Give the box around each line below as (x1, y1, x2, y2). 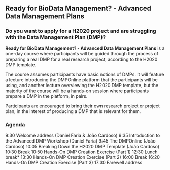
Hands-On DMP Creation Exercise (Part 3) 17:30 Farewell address (5, 159, 143, 165)
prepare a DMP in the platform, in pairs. (5, 93, 88, 99)
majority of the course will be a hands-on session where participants (5, 88, 149, 94)
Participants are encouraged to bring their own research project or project (5, 103, 160, 109)
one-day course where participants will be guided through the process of (5, 50, 159, 56)
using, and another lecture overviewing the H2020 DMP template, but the (5, 82, 159, 88)
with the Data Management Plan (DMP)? (5, 34, 106, 41)
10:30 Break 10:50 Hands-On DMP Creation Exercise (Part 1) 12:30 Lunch (5, 149, 158, 155)
